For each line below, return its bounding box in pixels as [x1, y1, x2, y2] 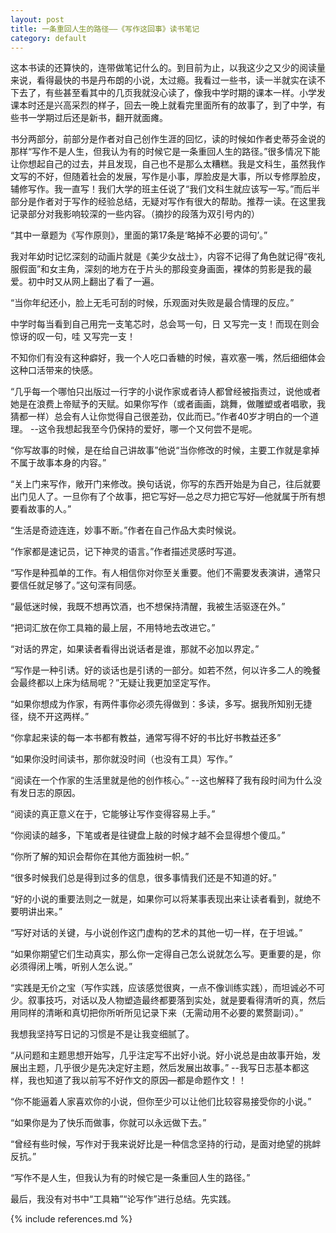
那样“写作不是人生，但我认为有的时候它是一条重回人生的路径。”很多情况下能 [10, 146, 321, 158]
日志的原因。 [27, 787, 81, 799]
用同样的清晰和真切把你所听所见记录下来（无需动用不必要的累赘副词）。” [10, 1007, 304, 1019]
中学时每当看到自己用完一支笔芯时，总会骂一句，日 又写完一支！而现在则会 [10, 318, 320, 330]
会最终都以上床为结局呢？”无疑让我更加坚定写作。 [10, 677, 217, 689]
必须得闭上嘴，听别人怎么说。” [10, 961, 133, 973]
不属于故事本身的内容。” [10, 457, 107, 469]
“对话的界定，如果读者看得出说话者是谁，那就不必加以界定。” [10, 643, 260, 655]
